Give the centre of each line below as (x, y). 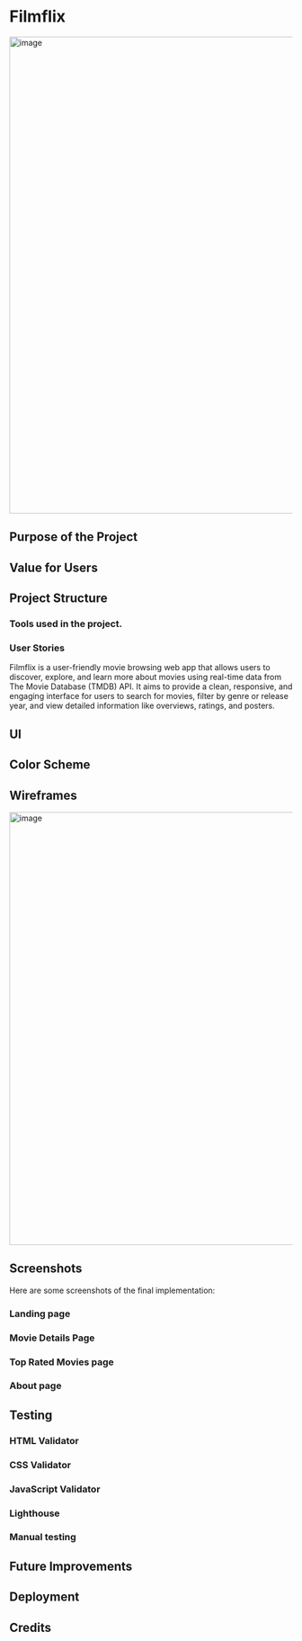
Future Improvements (71, 1566)
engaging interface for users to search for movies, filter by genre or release (149, 696)
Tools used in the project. (66, 624)
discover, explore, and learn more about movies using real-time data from (146, 677)
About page (36, 1385)
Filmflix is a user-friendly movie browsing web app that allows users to (140, 668)
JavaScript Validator (55, 1489)
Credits (31, 1627)
